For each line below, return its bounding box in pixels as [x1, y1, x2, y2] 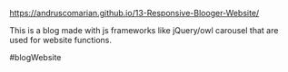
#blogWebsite [9, 52, 62, 62]
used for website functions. [9, 35, 112, 45]
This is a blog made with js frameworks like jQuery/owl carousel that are [9, 25, 279, 35]
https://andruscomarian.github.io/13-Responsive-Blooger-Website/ [9, 8, 260, 18]
